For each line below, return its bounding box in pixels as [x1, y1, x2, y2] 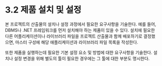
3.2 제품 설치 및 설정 [5, 4, 81, 15]
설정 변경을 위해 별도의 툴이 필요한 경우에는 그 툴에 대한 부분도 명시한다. [14, 55, 150, 61]
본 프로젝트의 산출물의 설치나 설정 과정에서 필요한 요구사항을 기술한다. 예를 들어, [5, 21, 157, 27]
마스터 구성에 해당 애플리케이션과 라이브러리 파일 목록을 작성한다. [15, 39, 138, 45]
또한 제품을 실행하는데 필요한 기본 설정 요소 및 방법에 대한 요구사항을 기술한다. [5, 49, 153, 55]
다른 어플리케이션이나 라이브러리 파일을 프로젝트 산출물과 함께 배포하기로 [5, 33, 143, 39]
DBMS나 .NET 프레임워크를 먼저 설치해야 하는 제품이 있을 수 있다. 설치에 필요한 [5, 27, 155, 33]
